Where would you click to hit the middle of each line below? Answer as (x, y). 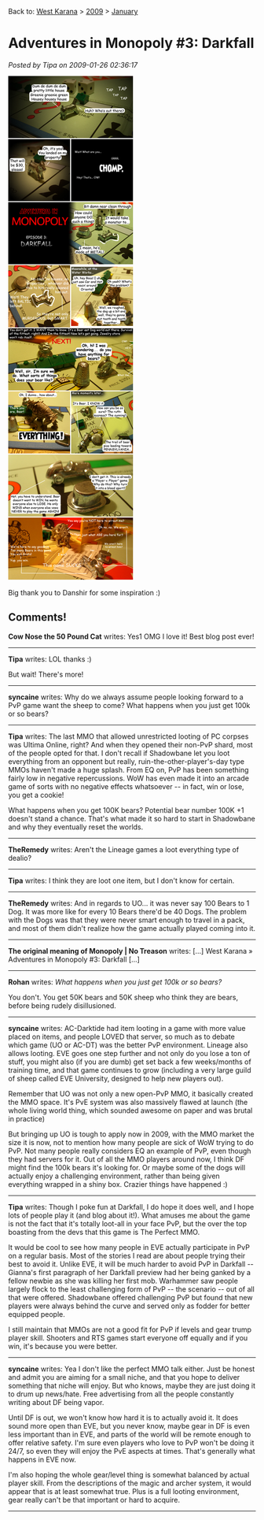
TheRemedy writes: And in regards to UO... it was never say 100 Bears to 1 (129, 903)
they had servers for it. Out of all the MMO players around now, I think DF (126, 1159)
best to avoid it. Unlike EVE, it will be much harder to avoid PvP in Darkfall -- (131, 1264)
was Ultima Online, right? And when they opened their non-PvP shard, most (130, 744)
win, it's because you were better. (63, 1346)
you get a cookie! (36, 795)
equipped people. (37, 1314)
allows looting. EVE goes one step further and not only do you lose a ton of (129, 1053)
